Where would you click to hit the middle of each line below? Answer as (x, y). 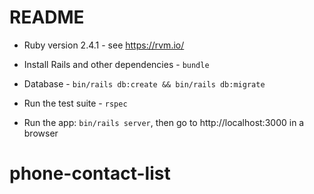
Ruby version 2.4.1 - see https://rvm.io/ (104, 45)
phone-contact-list (90, 173)
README (47, 17)
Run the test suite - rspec (75, 103)
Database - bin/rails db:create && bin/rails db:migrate (144, 83)
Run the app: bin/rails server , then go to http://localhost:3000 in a (164, 122)
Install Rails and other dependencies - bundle (116, 64)
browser (41, 133)
